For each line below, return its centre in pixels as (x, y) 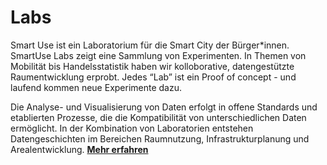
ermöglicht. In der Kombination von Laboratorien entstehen (132, 128)
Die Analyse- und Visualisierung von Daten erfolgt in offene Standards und (164, 107)
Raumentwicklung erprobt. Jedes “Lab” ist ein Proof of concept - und (153, 77)
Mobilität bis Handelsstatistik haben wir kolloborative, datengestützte (152, 66)
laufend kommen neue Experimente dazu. (96, 87)
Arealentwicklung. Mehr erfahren (79, 149)
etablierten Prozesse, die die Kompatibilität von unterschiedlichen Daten (158, 117)
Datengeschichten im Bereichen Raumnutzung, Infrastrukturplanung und (160, 138)
